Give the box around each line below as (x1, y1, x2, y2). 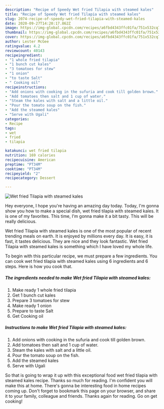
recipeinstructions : (5, 84, 47, 90)
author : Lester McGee (5, 39, 49, 44)
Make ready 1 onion (12, 303, 52, 309)
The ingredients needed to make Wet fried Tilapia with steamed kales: (5, 275, 151, 281)
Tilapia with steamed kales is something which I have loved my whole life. (5, 244, 153, 250)
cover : (5, 35, 19, 40)
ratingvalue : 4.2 (5, 44, 41, 49)
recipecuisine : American (5, 157, 56, 162)
